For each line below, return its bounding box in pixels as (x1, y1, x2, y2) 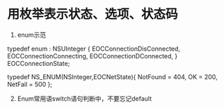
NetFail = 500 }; (7, 80, 53, 88)
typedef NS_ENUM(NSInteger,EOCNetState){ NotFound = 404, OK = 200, (7, 72, 218, 81)
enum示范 (17, 31, 47, 39)
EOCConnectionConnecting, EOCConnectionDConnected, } (7, 51, 178, 60)
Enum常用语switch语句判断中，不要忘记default (17, 94, 152, 103)
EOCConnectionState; (7, 59, 70, 67)
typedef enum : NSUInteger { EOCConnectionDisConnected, (7, 44, 181, 53)
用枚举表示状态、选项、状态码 (7, 6, 179, 22)
